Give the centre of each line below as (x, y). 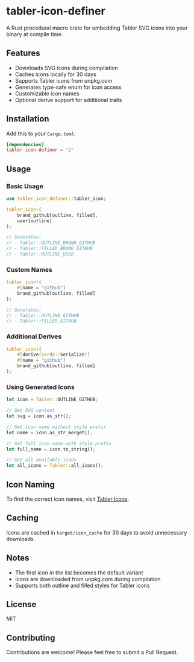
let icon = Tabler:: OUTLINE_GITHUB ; (52, 400)
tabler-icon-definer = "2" (40, 150)
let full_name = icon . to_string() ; (51, 449)
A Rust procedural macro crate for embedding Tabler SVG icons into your (97, 28)
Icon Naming (31, 484)
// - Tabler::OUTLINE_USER (40, 254)
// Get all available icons (42, 460)
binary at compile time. (35, 34)
